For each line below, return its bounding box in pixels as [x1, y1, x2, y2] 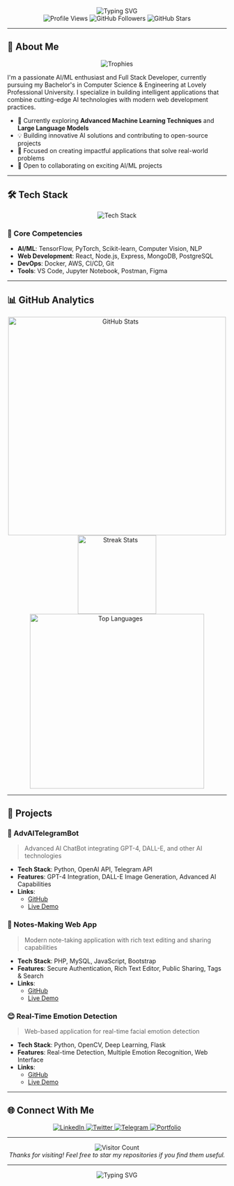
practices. [7, 103, 36, 111]
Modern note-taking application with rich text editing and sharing [24, 936, 211, 944]
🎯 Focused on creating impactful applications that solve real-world [17, 146, 209, 154]
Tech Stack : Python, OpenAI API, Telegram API [17, 865, 153, 874]
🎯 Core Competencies [7, 229, 83, 238]
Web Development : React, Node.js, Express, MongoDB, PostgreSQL [17, 252, 214, 260]
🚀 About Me [7, 41, 59, 53]
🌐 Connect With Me [7, 1104, 95, 1117]
